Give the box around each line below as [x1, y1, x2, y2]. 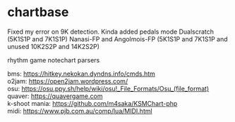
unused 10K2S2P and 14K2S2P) [7, 42, 100, 50]
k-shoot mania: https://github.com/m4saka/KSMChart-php [7, 99, 178, 107]
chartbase [7, 4, 69, 20]
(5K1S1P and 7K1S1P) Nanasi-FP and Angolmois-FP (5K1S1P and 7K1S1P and [7, 34, 228, 43]
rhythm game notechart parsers [7, 55, 100, 64]
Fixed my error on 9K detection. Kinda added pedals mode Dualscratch [7, 27, 214, 36]
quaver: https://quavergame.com [7, 92, 103, 100]
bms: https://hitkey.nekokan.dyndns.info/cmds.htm [7, 69, 155, 78]
